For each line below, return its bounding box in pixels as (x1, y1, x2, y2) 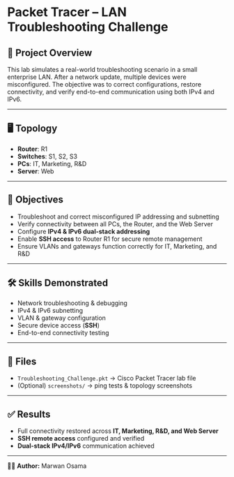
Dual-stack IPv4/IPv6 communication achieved (17, 441, 155, 450)
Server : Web (17, 167, 54, 175)
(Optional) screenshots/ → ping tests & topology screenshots (17, 381, 193, 390)
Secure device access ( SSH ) (17, 321, 100, 330)
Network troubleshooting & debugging (17, 299, 127, 307)
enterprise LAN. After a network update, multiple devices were (7, 73, 187, 81)
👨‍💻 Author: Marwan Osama (7, 462, 87, 470)
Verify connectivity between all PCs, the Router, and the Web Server (17, 219, 214, 228)
